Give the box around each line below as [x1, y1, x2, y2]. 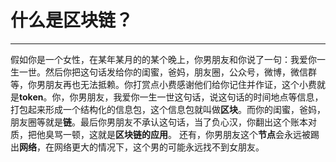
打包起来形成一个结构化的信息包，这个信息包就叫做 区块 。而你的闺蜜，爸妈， [10, 103, 326, 115]
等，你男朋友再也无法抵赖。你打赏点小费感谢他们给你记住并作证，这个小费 [10, 78, 317, 90]
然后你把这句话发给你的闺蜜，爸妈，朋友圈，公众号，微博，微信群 [44, 66, 317, 78]
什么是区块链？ [10, 9, 134, 32]
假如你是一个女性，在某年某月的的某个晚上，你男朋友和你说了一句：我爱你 [10, 53, 317, 65]
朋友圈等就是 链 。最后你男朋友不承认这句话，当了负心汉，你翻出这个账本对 [10, 116, 317, 128]
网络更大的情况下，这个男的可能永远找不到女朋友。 [53, 141, 265, 153]
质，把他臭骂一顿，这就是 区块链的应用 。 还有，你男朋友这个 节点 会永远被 [10, 128, 311, 140]
